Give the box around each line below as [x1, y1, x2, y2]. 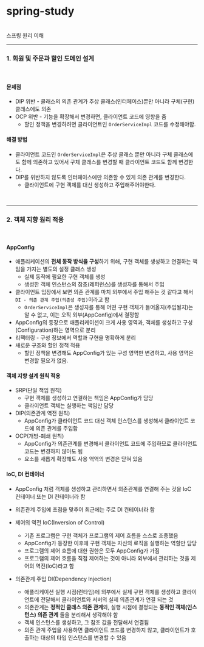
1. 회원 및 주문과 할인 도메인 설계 [6, 54, 94, 62]
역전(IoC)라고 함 [35, 562, 75, 570]
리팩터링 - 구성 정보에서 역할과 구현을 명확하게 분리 [15, 334, 137, 341]
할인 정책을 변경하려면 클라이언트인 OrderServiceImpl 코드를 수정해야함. [24, 121, 196, 128]
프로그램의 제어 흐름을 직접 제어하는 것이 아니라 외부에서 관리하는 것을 [24, 554, 190, 562]
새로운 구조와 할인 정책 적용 [15, 341, 81, 349]
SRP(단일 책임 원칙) [15, 387, 63, 394]
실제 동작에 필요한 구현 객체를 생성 [24, 273, 106, 281]
